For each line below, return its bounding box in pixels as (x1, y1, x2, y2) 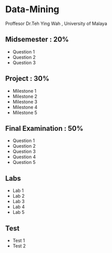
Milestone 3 (12, 98, 38, 105)
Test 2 (12, 243, 26, 249)
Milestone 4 (12, 104, 38, 110)
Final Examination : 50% (5, 124, 84, 133)
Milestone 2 (12, 93, 38, 99)
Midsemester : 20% (5, 35, 69, 44)
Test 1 (12, 238, 25, 243)
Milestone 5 (12, 109, 38, 116)
